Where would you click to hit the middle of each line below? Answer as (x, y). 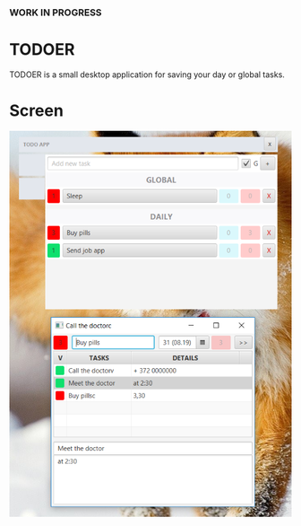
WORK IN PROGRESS (56, 13)
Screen (37, 111)
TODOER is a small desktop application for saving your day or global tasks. (147, 75)
